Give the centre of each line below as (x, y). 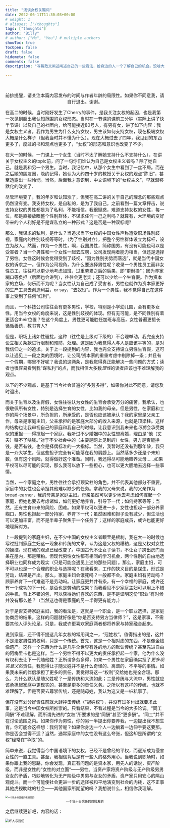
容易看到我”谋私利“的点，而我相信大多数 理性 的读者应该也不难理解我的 (91, 368)
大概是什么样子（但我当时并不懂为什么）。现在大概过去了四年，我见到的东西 (84, 138)
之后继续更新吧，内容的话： (34, 811)
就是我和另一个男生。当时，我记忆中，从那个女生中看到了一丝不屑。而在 (89, 168)
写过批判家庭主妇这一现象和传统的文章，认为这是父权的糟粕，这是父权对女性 (85, 544)
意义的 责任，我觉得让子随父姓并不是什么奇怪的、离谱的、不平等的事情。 (84, 666)
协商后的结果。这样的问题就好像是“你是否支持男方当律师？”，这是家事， (80, 617)
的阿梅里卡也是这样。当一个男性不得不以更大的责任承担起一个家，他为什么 (82, 653)
